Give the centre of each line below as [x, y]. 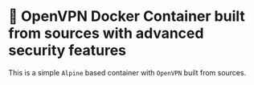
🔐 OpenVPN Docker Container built [127, 16]
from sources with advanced [106, 33]
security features [68, 51]
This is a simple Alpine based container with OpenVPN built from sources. [127, 72]
